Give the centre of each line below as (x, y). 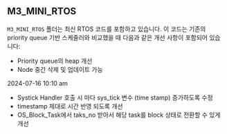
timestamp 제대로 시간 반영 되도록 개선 (70, 106)
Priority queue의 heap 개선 (55, 61)
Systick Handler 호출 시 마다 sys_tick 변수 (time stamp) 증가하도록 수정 (115, 97)
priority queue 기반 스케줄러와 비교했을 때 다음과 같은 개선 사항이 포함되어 (107, 37)
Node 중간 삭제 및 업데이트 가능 (60, 69)
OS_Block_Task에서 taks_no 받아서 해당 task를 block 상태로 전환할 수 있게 (119, 115)
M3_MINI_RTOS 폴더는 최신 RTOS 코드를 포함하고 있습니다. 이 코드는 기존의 (107, 29)
